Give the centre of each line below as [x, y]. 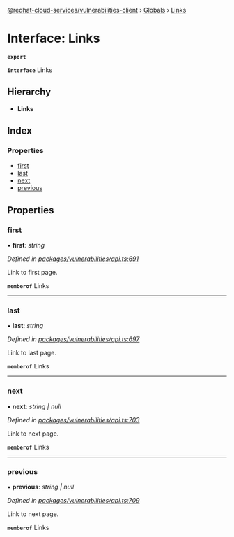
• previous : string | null [41, 487]
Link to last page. [32, 353]
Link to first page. [32, 273]
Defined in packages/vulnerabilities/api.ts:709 [73, 501]
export [17, 57]
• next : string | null [34, 406]
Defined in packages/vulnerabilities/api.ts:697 [73, 339]
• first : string [26, 245]
